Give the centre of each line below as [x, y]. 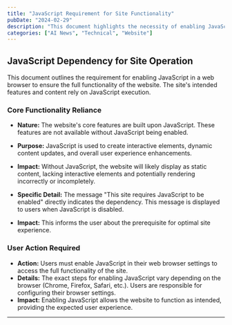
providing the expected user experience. [75, 307]
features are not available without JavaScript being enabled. [103, 133]
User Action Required [44, 248]
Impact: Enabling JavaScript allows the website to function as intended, [119, 300]
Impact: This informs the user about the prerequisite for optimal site [114, 223]
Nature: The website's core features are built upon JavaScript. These [116, 125]
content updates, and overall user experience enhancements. [104, 154]
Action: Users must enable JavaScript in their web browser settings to [117, 263]
